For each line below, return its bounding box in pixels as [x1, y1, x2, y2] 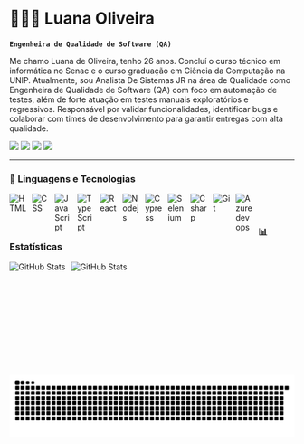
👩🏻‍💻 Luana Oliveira [9, 8, 156, 29]
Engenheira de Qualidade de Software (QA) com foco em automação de [9, 84, 278, 95]
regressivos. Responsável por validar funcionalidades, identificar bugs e [9, 103, 279, 114]
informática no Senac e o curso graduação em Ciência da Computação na [9, 65, 286, 76]
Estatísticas [9, 241, 63, 253]
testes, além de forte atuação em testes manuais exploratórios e [9, 94, 249, 105]
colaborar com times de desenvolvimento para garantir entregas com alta [9, 113, 283, 124]
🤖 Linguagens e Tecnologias [9, 172, 136, 184]
